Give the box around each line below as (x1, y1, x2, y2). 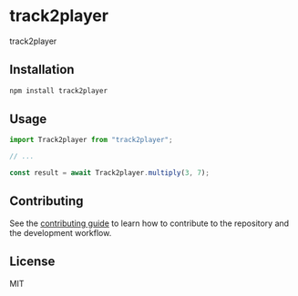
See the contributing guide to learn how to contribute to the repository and (9, 218, 290, 229)
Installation (9, 62, 75, 77)
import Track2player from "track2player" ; (9, 136, 173, 145)
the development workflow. (9, 227, 112, 238)
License (9, 254, 56, 270)
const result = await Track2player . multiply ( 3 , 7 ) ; (9, 168, 210, 178)
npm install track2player (9, 86, 108, 96)
